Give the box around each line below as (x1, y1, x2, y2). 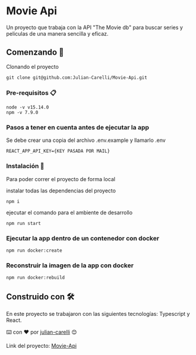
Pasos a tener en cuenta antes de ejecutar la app (6, 123, 150, 131)
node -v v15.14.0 (6, 104, 49, 110)
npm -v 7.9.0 (6, 110, 39, 116)
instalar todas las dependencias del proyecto (6, 187, 116, 194)
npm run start (6, 220, 42, 226)
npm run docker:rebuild (6, 275, 65, 281)
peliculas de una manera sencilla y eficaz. (6, 30, 109, 37)
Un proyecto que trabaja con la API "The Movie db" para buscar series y (6, 24, 183, 31)
